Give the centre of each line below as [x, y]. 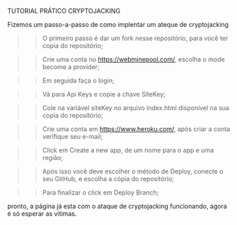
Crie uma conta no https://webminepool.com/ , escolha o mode [133, 59]
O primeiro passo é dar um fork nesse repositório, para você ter [135, 38]
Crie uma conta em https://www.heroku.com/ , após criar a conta [136, 129]
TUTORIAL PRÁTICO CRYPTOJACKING [64, 11]
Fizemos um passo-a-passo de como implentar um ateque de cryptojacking [118, 24]
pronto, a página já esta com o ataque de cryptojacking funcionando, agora [117, 206]
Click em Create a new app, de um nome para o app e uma [128, 150]
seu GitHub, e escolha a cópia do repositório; [108, 179]
